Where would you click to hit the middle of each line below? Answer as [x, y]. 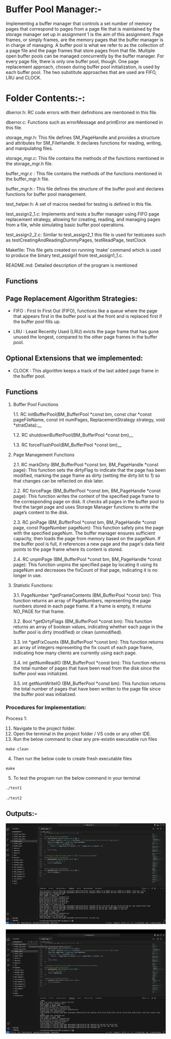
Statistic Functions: [33, 585]
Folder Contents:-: [45, 98]
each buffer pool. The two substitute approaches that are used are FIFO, [81, 72]
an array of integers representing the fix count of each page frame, [83, 647]
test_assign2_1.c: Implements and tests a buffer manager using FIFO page [82, 214]
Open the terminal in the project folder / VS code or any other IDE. [82, 734]
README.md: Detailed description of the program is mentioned [72, 265]
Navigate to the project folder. [44, 728]
